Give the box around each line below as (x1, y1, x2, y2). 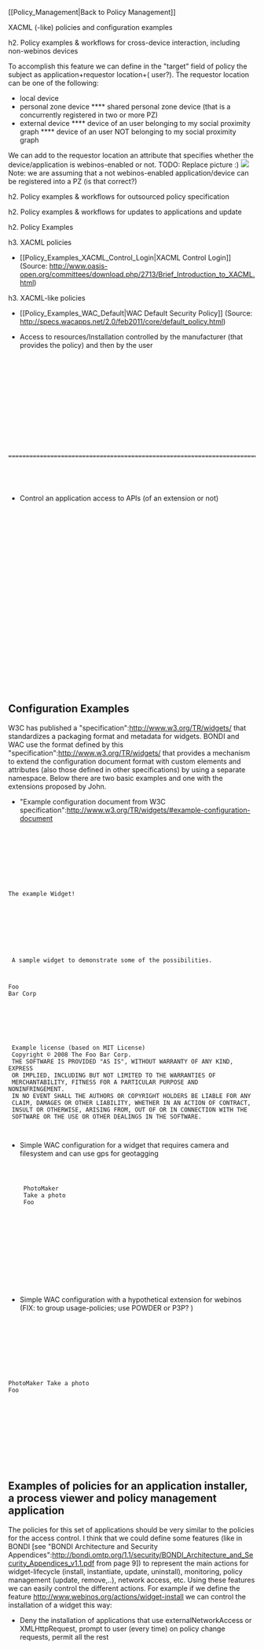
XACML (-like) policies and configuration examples (8, 23, 173, 31)
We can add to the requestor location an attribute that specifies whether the (8, 150, 254, 160)
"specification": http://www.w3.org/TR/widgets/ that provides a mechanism (8, 748, 251, 757)
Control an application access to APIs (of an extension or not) (19, 494, 219, 503)
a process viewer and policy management (8, 1492, 218, 1505)
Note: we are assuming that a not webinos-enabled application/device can (8, 168, 249, 177)
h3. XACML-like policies (8, 294, 86, 302)
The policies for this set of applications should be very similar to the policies (8, 1525, 255, 1534)
